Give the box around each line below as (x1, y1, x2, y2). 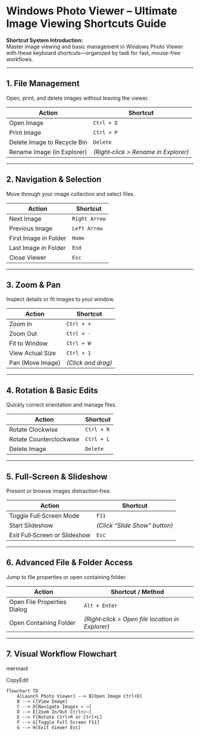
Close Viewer (9, 253, 46, 261)
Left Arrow (72, 225, 103, 232)
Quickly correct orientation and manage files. (6, 401, 117, 408)
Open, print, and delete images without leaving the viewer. (6, 94, 149, 101)
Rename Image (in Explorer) (9, 147, 87, 156)
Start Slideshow (9, 521, 54, 529)
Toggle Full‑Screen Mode (9, 512, 80, 520)
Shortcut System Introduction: (6, 36, 83, 44)
